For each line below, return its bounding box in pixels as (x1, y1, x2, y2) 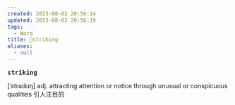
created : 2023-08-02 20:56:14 (7, 10, 97, 17)
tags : (7, 23, 23, 30)
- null (13, 50, 33, 57)
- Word (13, 29, 33, 37)
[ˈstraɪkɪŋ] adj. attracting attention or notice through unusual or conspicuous (7, 81, 228, 90)
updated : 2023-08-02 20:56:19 (7, 17, 97, 24)
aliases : (7, 43, 33, 50)
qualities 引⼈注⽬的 (7, 90, 65, 98)
